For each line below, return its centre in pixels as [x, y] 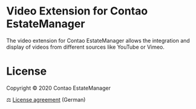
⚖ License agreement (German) [46, 99]
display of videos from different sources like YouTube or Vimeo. [86, 47]
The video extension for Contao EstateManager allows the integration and [98, 40]
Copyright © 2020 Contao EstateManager [58, 88]
